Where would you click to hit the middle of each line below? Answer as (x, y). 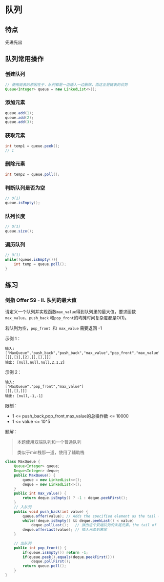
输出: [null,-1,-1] (24, 396)
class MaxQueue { (23, 462)
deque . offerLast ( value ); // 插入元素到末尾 (65, 530)
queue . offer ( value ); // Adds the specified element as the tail (89, 516)
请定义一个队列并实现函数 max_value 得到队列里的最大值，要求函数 (71, 312)
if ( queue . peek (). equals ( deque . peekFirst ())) (69, 557)
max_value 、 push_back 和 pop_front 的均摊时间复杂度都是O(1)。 (67, 318)
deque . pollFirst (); (51, 561)
